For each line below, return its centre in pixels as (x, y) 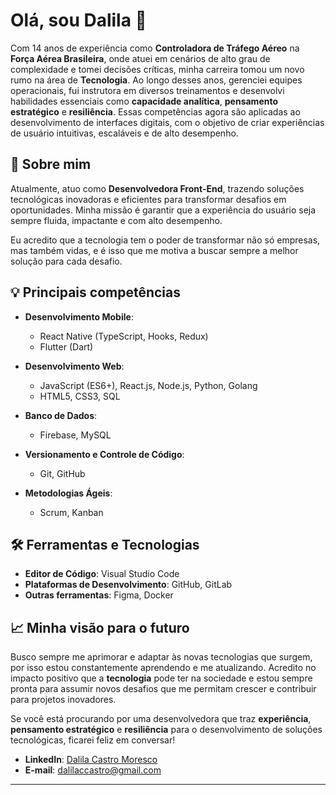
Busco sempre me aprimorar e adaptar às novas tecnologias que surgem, (161, 657)
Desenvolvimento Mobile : (79, 316)
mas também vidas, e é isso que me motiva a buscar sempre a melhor (154, 250)
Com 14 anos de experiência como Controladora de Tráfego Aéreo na (155, 48)
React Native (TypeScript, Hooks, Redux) (124, 336)
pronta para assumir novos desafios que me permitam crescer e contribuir (163, 689)
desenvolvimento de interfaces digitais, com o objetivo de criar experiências (167, 122)
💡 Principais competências (96, 292)
